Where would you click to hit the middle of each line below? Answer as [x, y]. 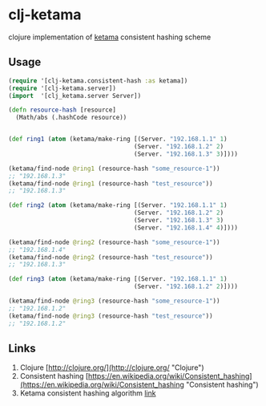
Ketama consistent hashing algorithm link [88, 393]
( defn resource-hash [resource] [62, 110]
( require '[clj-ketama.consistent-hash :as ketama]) [98, 81]
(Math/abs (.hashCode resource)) [71, 118]
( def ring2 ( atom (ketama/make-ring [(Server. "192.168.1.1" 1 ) [118, 205]
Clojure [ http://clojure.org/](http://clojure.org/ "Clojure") [112, 367]
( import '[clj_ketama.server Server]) [75, 95]
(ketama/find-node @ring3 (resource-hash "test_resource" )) [111, 316]
